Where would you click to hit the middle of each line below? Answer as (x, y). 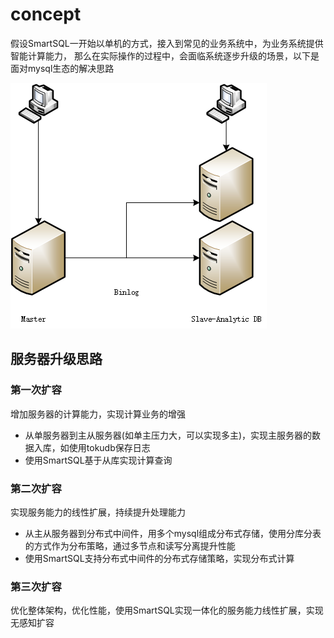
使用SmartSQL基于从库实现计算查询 (98, 460)
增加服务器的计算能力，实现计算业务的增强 (98, 414)
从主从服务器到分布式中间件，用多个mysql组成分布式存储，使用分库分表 (173, 533)
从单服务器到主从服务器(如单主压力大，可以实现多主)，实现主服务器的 (168, 435)
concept (46, 14)
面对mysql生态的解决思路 (62, 68)
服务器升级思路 (56, 359)
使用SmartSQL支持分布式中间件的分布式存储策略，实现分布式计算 (159, 558)
